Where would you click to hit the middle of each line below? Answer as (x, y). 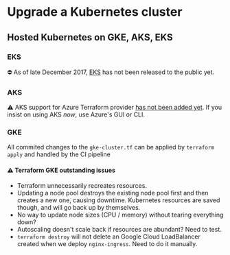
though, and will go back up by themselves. (79, 207)
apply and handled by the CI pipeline (59, 154)
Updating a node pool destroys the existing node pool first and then (113, 193)
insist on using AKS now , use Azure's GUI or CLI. (76, 114)
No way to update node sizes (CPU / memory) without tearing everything (120, 215)
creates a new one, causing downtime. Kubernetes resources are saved (118, 200)
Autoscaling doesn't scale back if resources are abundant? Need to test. (119, 229)
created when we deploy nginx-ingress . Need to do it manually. (107, 243)
